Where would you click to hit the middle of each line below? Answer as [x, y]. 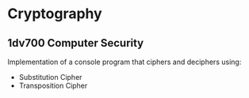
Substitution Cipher [50, 77]
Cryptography [55, 14]
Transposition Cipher [53, 85]
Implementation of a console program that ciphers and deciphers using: [125, 62]
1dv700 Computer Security [76, 43]
